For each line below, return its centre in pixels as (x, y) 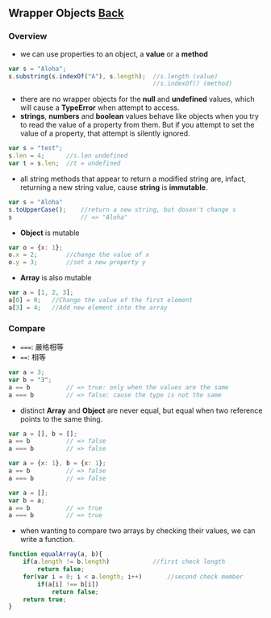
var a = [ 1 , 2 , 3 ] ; (41, 293)
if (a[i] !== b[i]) (68, 584)
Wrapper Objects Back (66, 13)
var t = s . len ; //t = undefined (65, 164)
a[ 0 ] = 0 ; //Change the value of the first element (101, 301)
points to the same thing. (61, 418)
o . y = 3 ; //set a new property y (77, 263)
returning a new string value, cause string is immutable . (114, 187)
